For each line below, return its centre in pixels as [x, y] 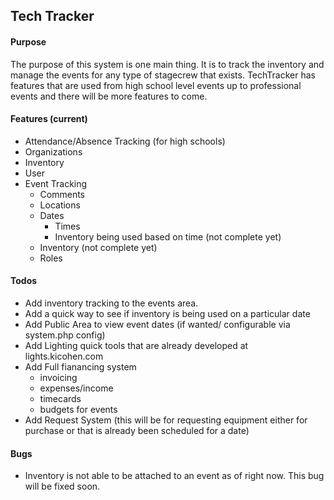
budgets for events [78, 409]
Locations [60, 205]
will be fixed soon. [62, 486]
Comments [62, 194]
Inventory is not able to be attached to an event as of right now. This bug [174, 476]
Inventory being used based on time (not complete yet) [168, 236]
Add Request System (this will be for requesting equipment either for [166, 420]
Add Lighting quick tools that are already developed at [136, 345]
